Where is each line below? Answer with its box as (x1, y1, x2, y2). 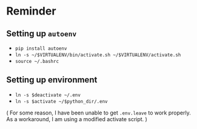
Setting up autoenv (6, 28, 77, 39)
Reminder (6, 4, 56, 18)
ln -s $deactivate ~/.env (15, 92, 81, 98)
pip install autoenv (15, 45, 67, 51)
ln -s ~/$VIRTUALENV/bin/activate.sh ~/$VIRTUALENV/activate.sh (15, 52, 181, 58)
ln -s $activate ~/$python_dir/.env (15, 98, 108, 104)
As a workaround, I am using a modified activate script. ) (6, 115, 147, 122)
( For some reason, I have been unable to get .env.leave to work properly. (6, 109, 191, 116)
